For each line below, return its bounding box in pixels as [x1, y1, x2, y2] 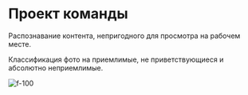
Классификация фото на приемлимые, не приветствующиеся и [8, 55, 224, 64]
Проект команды [8, 5, 128, 23]
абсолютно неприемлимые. [8, 63, 104, 72]
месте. [8, 39, 32, 48]
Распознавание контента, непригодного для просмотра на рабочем [8, 31, 241, 40]
